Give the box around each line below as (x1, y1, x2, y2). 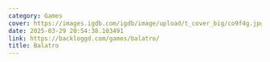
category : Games (8, 11, 63, 20)
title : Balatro (8, 42, 59, 50)
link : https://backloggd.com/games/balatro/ (8, 34, 160, 43)
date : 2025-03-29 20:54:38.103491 (8, 27, 125, 35)
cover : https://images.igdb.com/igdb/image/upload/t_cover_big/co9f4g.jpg (8, 19, 264, 27)
